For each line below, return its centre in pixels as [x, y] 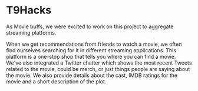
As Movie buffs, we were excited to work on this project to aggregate [90, 26]
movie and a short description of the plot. [56, 81]
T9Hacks [29, 10]
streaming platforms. [32, 32]
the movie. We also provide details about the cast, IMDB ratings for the [92, 75]
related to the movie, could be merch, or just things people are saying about [98, 69]
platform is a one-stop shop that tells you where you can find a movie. [91, 56]
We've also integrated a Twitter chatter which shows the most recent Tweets [99, 63]
